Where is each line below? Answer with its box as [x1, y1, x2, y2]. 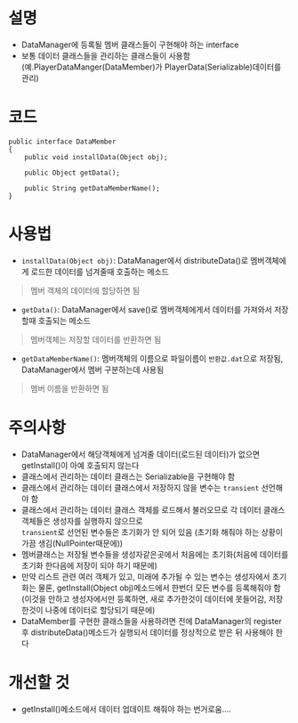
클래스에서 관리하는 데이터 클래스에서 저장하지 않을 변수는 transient [20, 482, 260, 492]
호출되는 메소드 [37, 315, 91, 326]
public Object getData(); [24, 168, 121, 177]
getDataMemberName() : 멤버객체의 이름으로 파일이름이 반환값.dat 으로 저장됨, [20, 353, 284, 363]
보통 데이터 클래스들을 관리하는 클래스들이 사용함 [20, 50, 190, 61]
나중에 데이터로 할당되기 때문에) [44, 605, 156, 615]
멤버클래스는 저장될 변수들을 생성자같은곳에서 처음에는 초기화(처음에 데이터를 [20, 548, 289, 559]
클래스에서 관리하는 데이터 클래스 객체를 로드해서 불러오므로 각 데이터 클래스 [20, 504, 286, 515]
